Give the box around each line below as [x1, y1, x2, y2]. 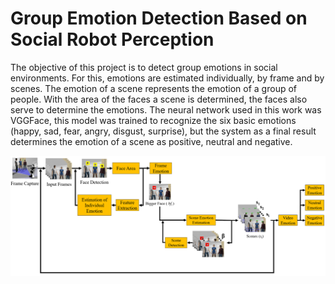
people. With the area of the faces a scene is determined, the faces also [10, 93, 308, 105]
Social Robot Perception [10, 28, 215, 51]
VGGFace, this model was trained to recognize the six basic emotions [10, 114, 297, 126]
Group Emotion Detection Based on [10, 7, 308, 30]
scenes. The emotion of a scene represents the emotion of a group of [10, 82, 298, 94]
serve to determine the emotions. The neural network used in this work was [10, 103, 322, 116]
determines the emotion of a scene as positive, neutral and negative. [10, 135, 293, 147]
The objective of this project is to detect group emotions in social [10, 61, 278, 73]
